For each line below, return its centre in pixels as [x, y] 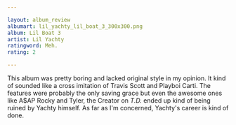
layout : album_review [39, 20]
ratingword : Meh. [33, 46]
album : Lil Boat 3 [34, 33]
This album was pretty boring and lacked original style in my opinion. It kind [117, 78]
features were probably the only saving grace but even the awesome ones [115, 93]
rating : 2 [22, 52]
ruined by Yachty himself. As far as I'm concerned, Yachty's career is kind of [118, 108]
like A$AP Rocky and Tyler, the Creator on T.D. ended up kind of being [109, 101]
